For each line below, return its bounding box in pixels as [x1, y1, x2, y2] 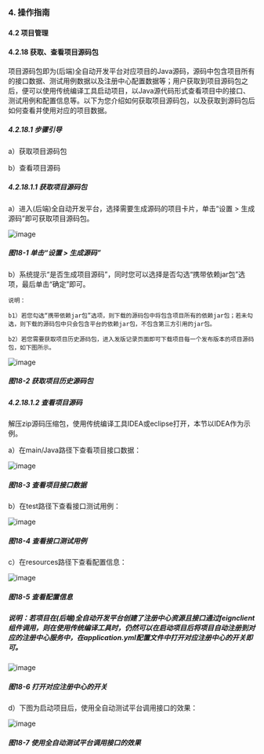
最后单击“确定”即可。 [21, 279, 90, 288]
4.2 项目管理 [8, 27, 49, 37]
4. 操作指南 [8, 6, 50, 17]
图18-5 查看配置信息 [8, 591, 73, 602]
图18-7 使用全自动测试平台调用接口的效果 [8, 738, 141, 747]
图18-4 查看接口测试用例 [8, 536, 88, 545]
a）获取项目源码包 [8, 146, 67, 156]
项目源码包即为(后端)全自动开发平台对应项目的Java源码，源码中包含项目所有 [8, 66, 255, 75]
